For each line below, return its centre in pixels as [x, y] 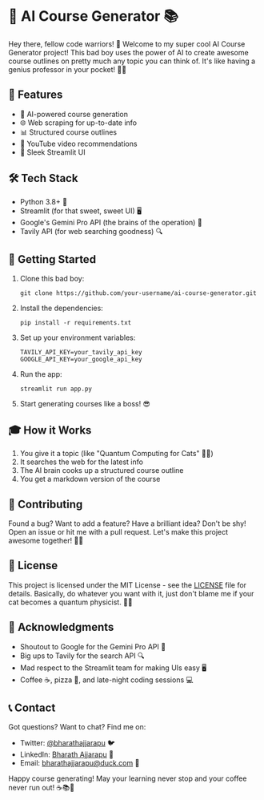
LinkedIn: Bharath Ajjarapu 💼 [67, 754]
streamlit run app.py [56, 389]
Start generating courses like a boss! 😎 [85, 404]
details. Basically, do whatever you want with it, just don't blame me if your [131, 593]
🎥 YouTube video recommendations [78, 143]
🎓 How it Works [50, 430]
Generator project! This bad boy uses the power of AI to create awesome [129, 52]
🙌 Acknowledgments [61, 627]
